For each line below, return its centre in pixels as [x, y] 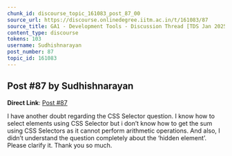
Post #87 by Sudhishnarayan [70, 86]
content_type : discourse [43, 33]
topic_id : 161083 [32, 58]
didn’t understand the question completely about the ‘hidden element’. [107, 137]
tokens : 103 [24, 39]
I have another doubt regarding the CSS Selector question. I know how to [111, 116]
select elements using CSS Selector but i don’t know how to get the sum [110, 123]
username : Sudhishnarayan [44, 45]
